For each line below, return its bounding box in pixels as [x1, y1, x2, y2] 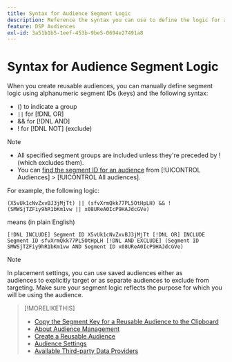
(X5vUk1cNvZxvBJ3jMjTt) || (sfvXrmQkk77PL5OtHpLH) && [7, 200, 166, 207]
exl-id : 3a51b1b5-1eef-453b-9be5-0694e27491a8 [7, 29, 144, 37]
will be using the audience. [7, 291, 84, 299]
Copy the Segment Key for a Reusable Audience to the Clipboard [34, 318, 219, 326]
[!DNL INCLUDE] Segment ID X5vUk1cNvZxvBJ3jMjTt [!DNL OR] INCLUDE [7, 232, 206, 239]
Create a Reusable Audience [34, 332, 116, 341]
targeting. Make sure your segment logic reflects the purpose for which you [7, 283, 222, 292]
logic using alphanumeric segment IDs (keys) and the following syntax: [7, 89, 209, 97]
